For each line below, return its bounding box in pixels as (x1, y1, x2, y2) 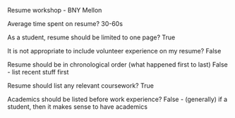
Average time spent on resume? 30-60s (7, 20, 123, 27)
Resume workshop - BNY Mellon (7, 6, 102, 14)
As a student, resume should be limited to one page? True (7, 33, 176, 41)
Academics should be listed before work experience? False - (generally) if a (7, 95, 228, 103)
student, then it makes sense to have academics (7, 103, 148, 111)
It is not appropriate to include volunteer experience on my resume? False (7, 47, 222, 55)
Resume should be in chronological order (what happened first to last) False (7, 60, 228, 69)
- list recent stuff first (7, 68, 69, 76)
